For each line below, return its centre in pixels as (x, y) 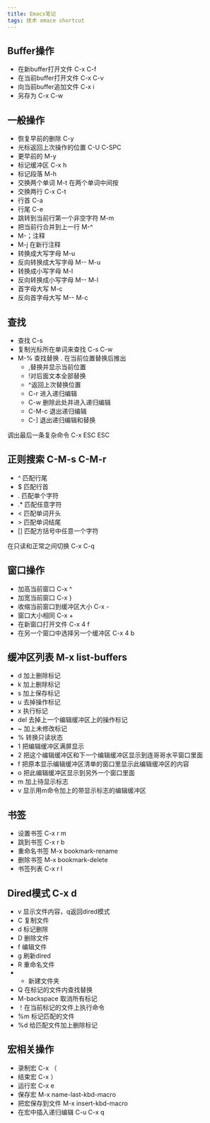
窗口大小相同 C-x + (45, 615)
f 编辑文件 (32, 947)
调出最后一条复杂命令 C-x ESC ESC (59, 435)
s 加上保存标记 (39, 693)
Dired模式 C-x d (42, 893)
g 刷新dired (34, 956)
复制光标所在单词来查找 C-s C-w (65, 349)
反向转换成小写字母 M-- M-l (58, 280)
